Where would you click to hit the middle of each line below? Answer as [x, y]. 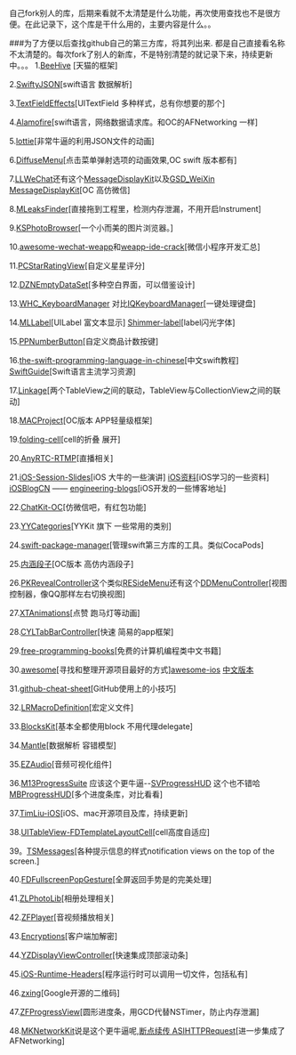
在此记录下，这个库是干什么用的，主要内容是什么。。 [120, 24]
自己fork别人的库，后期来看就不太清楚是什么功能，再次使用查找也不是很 [141, 13]
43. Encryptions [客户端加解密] [64, 936]
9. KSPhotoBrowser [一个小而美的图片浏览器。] [91, 228]
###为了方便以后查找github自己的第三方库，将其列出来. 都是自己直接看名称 [148, 43]
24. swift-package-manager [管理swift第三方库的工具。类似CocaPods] [136, 545]
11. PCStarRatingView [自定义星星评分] [77, 266]
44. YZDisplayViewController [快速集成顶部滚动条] [99, 955]
